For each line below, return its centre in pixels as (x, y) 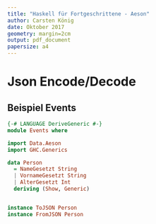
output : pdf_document (39, 40)
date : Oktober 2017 (36, 27)
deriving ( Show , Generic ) (52, 189)
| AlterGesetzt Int (42, 182)
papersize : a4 (28, 47)
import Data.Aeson (34, 143)
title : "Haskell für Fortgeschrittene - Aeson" (79, 14)
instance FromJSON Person (45, 214)
